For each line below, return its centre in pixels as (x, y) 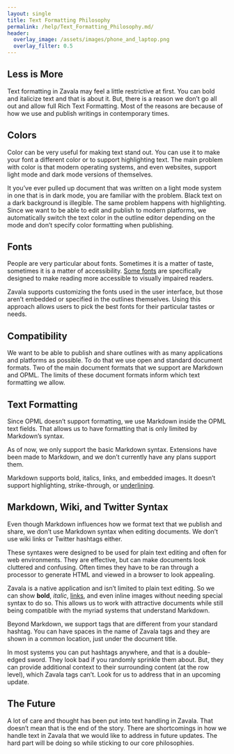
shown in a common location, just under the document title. (92, 638)
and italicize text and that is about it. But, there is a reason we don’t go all (112, 98)
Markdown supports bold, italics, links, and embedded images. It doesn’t (111, 478)
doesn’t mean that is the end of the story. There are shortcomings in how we (117, 728)
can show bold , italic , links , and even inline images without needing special (115, 595)
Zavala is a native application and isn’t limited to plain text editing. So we (111, 588)
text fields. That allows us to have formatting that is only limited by (102, 429)
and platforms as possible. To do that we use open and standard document (115, 361)
